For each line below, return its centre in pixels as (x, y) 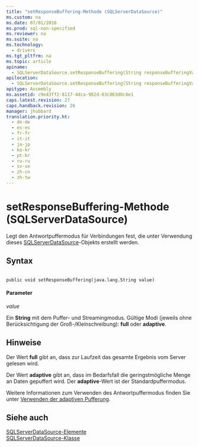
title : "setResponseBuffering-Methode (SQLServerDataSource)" (84, 12)
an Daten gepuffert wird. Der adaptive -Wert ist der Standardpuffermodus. (96, 381)
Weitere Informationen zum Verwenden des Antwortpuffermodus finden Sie (98, 392)
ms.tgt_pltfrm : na (29, 56)
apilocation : (22, 78)
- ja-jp (21, 144)
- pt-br (21, 155)
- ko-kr (21, 150)
